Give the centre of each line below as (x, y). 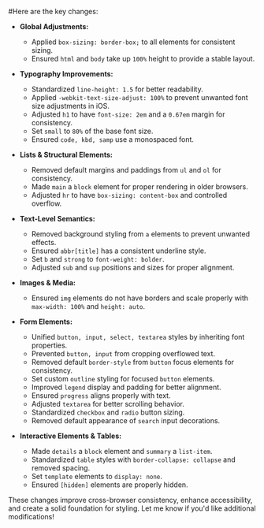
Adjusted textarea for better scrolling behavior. (108, 404)
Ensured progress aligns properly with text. (101, 396)
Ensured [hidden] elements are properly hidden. (110, 485)
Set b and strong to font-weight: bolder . (98, 259)
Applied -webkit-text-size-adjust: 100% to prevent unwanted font (139, 97)
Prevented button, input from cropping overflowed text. (123, 353)
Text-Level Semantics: (58, 219)
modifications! (32, 517)
